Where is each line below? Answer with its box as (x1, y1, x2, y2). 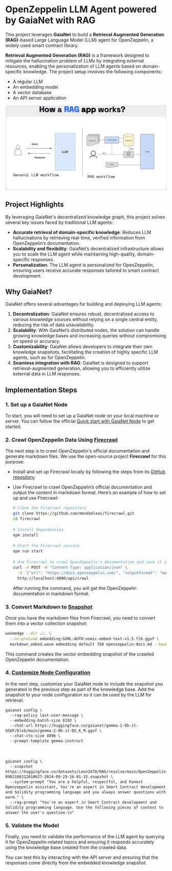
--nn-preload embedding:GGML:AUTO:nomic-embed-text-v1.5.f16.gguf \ (10, 636, 159, 641)
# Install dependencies (12, 527, 64, 532)
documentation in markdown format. (12, 590, 90, 597)
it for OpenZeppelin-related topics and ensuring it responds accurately (5, 839, 155, 845)
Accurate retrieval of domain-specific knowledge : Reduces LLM (12, 229, 152, 235)
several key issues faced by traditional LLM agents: (5, 219, 114, 225)
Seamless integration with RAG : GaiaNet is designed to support (12, 360, 148, 366)
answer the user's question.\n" (5, 810, 74, 815)
